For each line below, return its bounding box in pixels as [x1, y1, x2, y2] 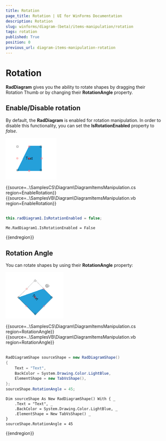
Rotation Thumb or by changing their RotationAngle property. [5, 89, 133, 95]
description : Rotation [5, 19, 53, 24]
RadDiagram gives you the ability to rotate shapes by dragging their [5, 84, 145, 90]
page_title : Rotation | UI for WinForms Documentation [5, 13, 122, 19]
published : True [5, 35, 39, 40]
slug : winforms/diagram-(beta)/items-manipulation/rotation [5, 24, 134, 29]
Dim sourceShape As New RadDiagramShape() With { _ [5, 396, 115, 401]
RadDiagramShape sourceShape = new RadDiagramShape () [5, 355, 120, 360]
